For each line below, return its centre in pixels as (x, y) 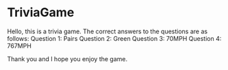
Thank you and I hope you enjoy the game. (67, 58)
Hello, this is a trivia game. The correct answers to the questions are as (107, 31)
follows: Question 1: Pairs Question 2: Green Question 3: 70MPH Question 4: (114, 38)
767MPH (20, 46)
